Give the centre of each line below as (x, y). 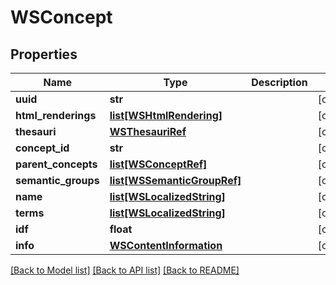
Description (279, 82)
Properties (44, 54)
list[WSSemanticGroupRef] (175, 180)
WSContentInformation (166, 245)
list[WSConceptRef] (158, 164)
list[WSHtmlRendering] (166, 115)
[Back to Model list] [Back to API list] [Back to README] (125, 270)
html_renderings (56, 115)
